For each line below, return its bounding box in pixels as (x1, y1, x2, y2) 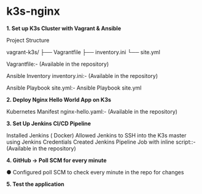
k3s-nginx (6, 4, 60, 18)
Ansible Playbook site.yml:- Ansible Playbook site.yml (6, 84, 142, 91)
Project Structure (6, 36, 50, 44)
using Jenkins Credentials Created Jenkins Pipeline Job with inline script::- (6, 138, 196, 145)
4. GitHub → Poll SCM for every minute (6, 157, 107, 164)
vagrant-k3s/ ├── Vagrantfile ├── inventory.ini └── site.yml (6, 48, 161, 56)
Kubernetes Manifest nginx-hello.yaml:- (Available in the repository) (6, 107, 178, 115)
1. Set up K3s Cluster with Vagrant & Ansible (6, 25, 122, 32)
